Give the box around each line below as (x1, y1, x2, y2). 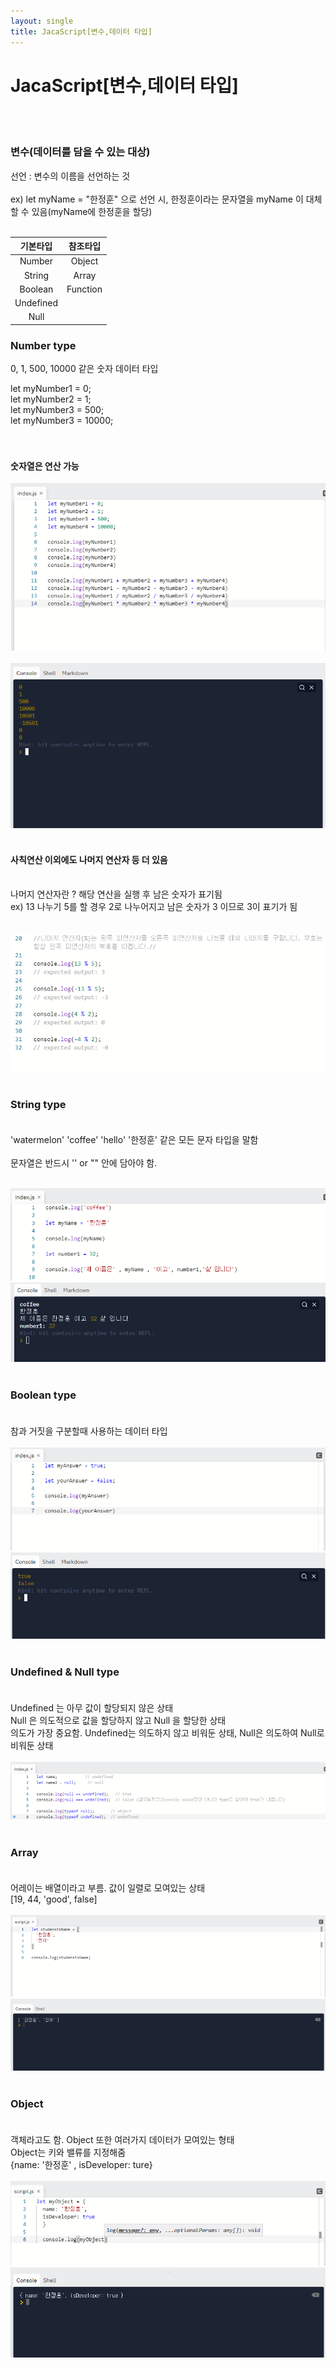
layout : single (10, 16, 74, 26)
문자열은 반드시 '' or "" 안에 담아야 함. (10, 1157, 158, 1169)
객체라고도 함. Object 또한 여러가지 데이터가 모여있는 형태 (10, 2133, 235, 2145)
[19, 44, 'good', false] (10, 1893, 98, 1905)
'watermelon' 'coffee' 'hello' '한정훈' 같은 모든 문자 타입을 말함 (10, 1134, 259, 1146)
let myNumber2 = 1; (10, 393, 92, 405)
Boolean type (10, 1388, 77, 1402)
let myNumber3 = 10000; (10, 415, 114, 427)
